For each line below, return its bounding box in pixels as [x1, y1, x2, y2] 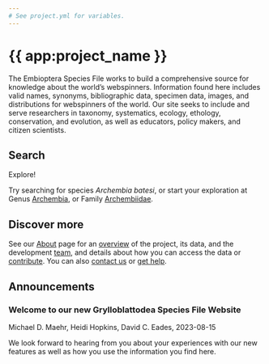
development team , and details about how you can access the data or [8, 248, 241, 257]
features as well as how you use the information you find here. [8, 346, 216, 356]
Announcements [8, 280, 95, 294]
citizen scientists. [8, 125, 66, 134]
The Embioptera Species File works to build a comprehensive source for [8, 74, 250, 83]
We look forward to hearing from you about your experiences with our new [8, 337, 258, 348]
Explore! [8, 170, 36, 180]
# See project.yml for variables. [8, 11, 126, 20]
